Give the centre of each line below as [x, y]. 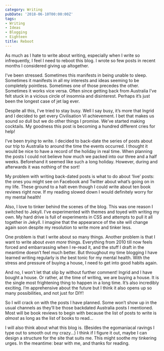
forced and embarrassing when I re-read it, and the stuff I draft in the [75, 247]
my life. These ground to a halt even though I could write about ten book [78, 187]
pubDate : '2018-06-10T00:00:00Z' [39, 14]
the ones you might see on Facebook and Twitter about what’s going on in [80, 181]
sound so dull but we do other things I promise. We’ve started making [75, 121]
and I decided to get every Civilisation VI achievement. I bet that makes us [80, 116]
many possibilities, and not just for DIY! [45, 293]
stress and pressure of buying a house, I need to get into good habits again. [82, 263]
